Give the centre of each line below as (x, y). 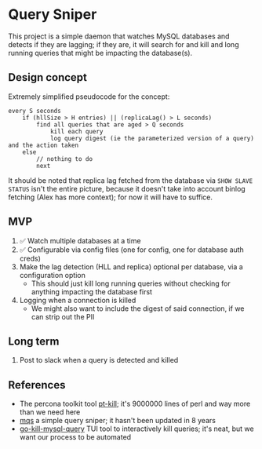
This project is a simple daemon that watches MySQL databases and (119, 36)
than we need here (50, 412)
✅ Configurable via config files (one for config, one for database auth (132, 250)
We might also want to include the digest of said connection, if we (138, 308)
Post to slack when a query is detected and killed (99, 360)
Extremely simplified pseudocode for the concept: (89, 97)
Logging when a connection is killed (78, 300)
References (37, 385)
